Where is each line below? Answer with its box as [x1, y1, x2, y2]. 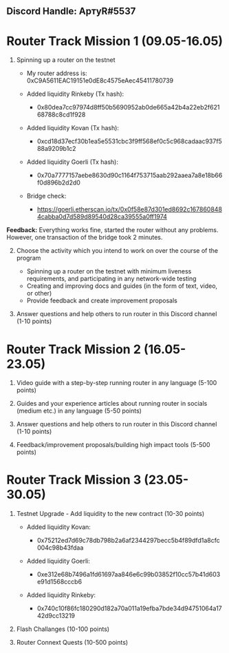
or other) [26, 289, 52, 298]
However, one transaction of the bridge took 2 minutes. [6, 234, 163, 242]
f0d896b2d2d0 [36, 178, 80, 187]
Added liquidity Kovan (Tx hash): [26, 124, 120, 132]
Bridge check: [26, 192, 67, 200]
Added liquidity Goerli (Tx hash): [26, 158, 118, 166]
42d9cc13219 [36, 612, 76, 620]
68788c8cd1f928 [36, 110, 86, 119]
